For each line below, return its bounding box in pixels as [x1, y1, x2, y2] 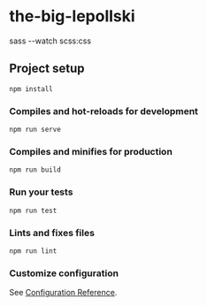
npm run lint [9, 246, 57, 256]
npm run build [9, 165, 62, 174]
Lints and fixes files [9, 226, 96, 239]
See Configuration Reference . [9, 287, 118, 298]
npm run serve [9, 126, 62, 134]
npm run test [9, 206, 57, 215]
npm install [9, 84, 53, 94]
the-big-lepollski [9, 6, 135, 27]
